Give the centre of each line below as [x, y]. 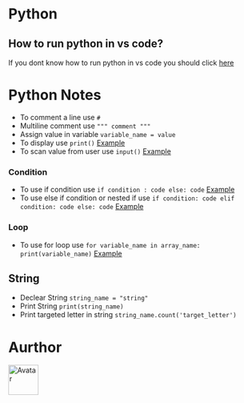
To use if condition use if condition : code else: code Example [127, 190]
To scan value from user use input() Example [96, 151]
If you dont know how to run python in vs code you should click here [121, 62]
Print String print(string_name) [72, 306]
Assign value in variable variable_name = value [98, 134]
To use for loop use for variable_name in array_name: [110, 244]
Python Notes [55, 95]
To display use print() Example [72, 143]
